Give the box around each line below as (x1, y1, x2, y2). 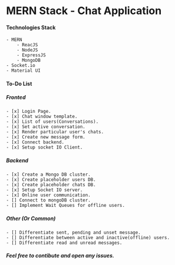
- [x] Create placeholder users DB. (6, 176, 96, 183)
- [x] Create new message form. (6, 134, 85, 140)
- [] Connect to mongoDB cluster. (6, 197, 91, 203)
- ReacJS (16, 42, 38, 48)
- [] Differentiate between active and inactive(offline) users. (6, 234, 170, 240)
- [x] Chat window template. (6, 113, 78, 119)
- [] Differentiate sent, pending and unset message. (6, 229, 141, 236)
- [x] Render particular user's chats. (6, 129, 104, 135)
